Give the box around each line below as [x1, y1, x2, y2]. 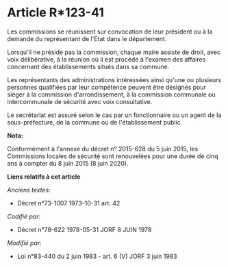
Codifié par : [7, 212, 41, 220]
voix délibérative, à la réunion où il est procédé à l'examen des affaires [7, 55, 206, 63]
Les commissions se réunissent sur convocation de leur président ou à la [7, 27, 213, 36]
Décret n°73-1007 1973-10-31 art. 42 [16, 199, 121, 207]
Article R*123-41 [7, 5, 105, 21]
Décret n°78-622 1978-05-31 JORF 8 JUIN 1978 [16, 225, 152, 233]
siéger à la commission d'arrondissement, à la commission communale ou [7, 90, 216, 99]
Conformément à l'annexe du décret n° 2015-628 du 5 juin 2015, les [7, 144, 199, 153]
